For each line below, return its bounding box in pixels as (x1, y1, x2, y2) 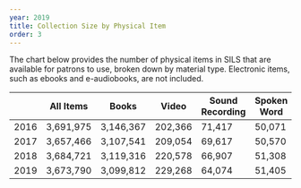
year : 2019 (9, 13, 50, 22)
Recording (201, 106, 246, 118)
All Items (48, 100, 89, 113)
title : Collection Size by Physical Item (9, 21, 167, 30)
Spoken (254, 95, 288, 107)
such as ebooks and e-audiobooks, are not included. (9, 73, 204, 84)
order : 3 (9, 30, 42, 38)
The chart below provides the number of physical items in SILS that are (9, 55, 271, 65)
